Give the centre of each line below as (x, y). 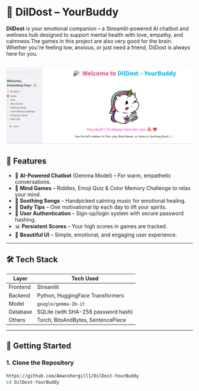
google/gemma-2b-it (61, 304)
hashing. (25, 219)
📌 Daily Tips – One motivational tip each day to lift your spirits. (91, 207)
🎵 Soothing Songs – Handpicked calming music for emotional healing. (100, 200)
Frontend (20, 287)
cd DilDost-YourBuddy (33, 382)
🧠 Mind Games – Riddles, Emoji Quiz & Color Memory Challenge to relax (102, 188)
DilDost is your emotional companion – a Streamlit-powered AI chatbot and (97, 28)
